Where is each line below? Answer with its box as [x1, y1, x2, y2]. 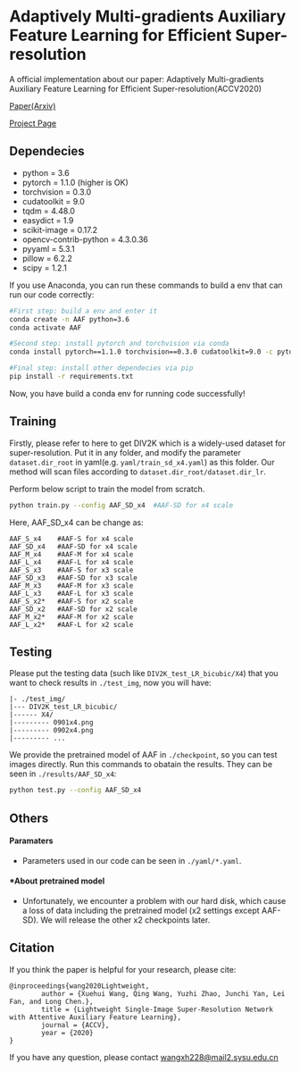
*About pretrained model [9, 875, 105, 886]
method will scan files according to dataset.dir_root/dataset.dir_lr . [9, 466, 266, 477]
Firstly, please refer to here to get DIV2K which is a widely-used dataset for [9, 438, 286, 448]
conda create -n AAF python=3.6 [9, 314, 129, 323]
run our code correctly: [9, 289, 95, 300]
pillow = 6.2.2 [21, 253, 73, 264]
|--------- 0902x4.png [9, 726, 94, 735]
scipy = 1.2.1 [21, 262, 67, 273]
